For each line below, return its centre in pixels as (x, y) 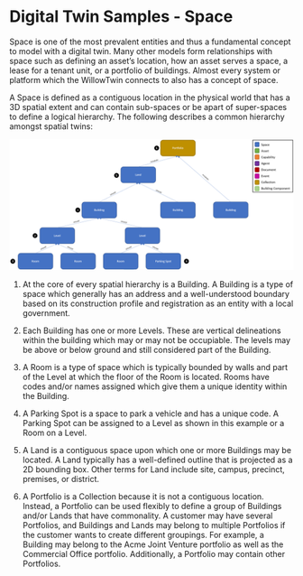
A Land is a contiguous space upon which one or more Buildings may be (156, 451)
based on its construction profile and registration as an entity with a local (158, 303)
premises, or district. (61, 479)
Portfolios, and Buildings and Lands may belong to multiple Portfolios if (154, 525)
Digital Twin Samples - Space (121, 17)
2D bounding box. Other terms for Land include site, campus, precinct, (154, 469)
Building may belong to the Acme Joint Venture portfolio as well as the (153, 544)
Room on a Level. (55, 433)
